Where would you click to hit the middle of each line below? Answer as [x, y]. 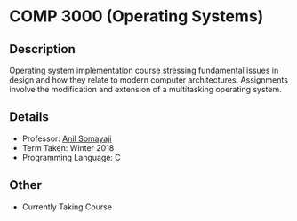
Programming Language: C [72, 157]
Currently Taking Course [67, 207]
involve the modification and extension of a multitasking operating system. [145, 89]
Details [29, 117]
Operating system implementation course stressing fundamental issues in [144, 70]
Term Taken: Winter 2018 [68, 147]
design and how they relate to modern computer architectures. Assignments [149, 80]
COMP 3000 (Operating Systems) [136, 16]
